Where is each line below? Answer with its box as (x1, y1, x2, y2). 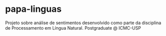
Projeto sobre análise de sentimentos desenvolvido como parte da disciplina (5, 20, 162, 26)
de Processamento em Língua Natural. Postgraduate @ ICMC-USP (5, 25, 141, 31)
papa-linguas (5, 3, 62, 15)
